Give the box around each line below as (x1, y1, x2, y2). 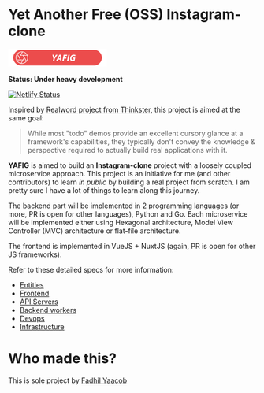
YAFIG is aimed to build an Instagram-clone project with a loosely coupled (8, 160, 252, 170)
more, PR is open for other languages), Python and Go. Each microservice (8, 209, 248, 218)
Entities (19, 280, 44, 289)
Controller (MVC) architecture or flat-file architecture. (8, 226, 181, 235)
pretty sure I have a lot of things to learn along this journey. (8, 185, 200, 195)
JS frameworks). (8, 250, 62, 259)
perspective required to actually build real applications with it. (27, 145, 228, 154)
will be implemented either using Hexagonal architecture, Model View (8, 217, 234, 227)
